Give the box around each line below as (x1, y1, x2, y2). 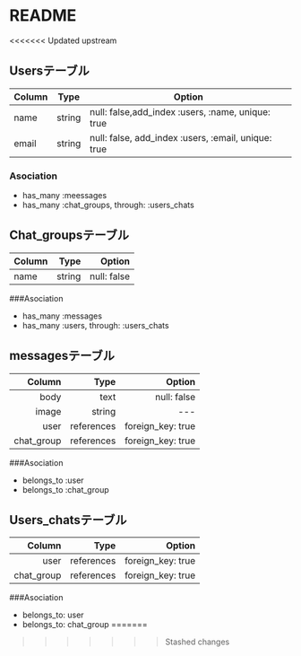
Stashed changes (165, 636, 230, 647)
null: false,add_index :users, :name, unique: (89, 105, 271, 118)
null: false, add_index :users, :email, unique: (89, 131, 272, 144)
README (9, 5, 77, 26)
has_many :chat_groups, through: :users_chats (21, 199, 194, 211)
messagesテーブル (9, 348, 115, 363)
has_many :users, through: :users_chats (21, 319, 169, 330)
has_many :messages (21, 311, 103, 321)
